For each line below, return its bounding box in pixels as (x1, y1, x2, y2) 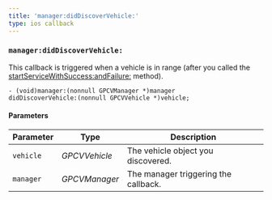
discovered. (126, 155, 172, 166)
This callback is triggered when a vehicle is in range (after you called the (8, 62, 251, 72)
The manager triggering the (126, 168, 232, 179)
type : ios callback (8, 19, 74, 28)
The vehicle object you (126, 145, 214, 156)
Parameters (8, 111, 49, 121)
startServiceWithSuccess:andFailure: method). (8, 70, 164, 81)
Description (169, 131, 217, 143)
